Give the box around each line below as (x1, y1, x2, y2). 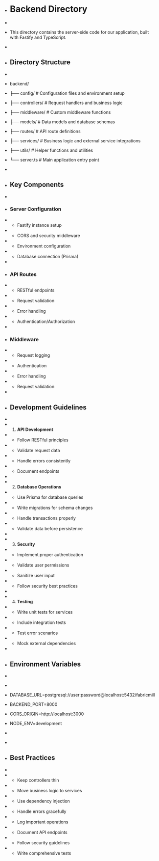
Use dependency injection (17, 798, 70, 804)
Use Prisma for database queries (17, 494, 84, 500)
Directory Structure (9, 58, 71, 67)
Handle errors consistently (17, 458, 71, 464)
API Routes (9, 271, 37, 278)
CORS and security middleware (17, 232, 80, 239)
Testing (17, 599, 33, 605)
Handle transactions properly (17, 515, 76, 521)
